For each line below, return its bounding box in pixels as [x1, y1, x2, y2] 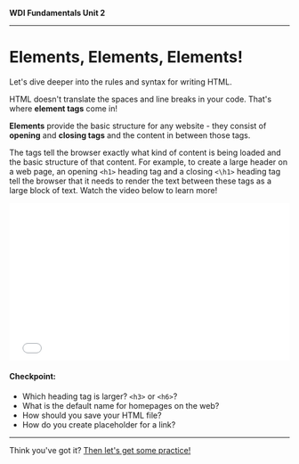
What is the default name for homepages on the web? [21, 400, 220, 411]
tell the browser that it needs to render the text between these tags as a [9, 175, 272, 186]
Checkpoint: [9, 371, 56, 382]
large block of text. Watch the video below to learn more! [9, 184, 218, 195]
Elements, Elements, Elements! [9, 47, 243, 68]
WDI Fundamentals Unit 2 [9, 8, 106, 18]
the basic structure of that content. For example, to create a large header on [9, 156, 287, 167]
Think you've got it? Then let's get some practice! [9, 444, 191, 455]
